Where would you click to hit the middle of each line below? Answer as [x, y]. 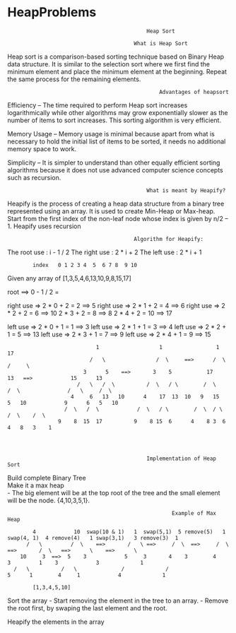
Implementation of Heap [182, 459]
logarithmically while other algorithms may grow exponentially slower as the [118, 112]
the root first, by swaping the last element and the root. [87, 608]
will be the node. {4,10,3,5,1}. [49, 500]
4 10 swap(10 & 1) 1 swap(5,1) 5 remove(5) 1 [129, 532]
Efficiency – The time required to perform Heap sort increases [98, 105]
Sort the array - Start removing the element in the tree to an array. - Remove [118, 601]
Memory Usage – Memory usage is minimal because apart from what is [111, 134]
